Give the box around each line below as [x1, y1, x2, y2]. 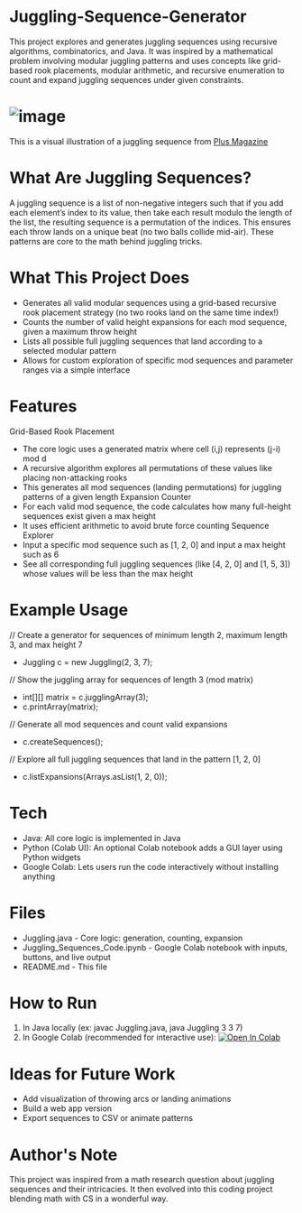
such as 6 [22, 549, 59, 560]
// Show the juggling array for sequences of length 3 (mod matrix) [9, 674, 254, 685]
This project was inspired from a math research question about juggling [9, 1174, 275, 1185]
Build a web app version [22, 1103, 113, 1114]
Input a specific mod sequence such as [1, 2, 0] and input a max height [22, 539, 286, 550]
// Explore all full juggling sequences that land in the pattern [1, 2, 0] [9, 754, 261, 764]
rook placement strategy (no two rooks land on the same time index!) [22, 307, 279, 318]
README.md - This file [22, 961, 108, 972]
